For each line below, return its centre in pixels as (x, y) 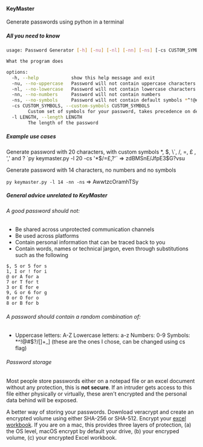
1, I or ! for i (27, 272)
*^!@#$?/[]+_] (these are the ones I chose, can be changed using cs (100, 342)
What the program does (35, 61)
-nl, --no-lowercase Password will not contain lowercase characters (104, 89)
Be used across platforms (47, 236)
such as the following (41, 255)
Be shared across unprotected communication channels (85, 229)
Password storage (29, 362)
